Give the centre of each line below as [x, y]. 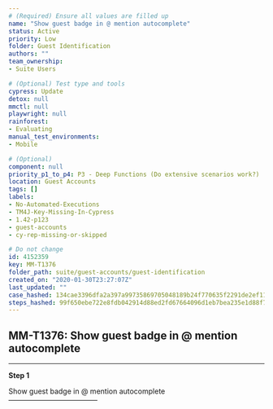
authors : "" [28, 54]
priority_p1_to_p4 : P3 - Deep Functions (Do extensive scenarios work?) [134, 174]
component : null [36, 167]
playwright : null [38, 114]
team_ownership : [36, 62]
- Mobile [23, 144]
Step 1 [19, 376]
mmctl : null [28, 107]
